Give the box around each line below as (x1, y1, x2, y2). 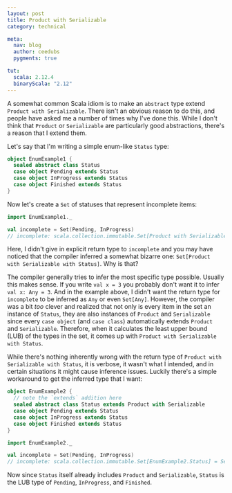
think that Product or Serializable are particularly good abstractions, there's (7, 121, 225, 129)
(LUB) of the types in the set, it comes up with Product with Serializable (7, 332, 217, 340)
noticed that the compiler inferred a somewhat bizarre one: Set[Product (7, 252, 211, 260)
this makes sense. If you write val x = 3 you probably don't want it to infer (7, 280, 220, 289)
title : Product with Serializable (7, 17, 107, 24)
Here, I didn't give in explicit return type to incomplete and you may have (7, 245, 213, 253)
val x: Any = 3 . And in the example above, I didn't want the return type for (7, 288, 221, 296)
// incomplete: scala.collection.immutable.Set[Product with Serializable (7, 233, 227, 240)
